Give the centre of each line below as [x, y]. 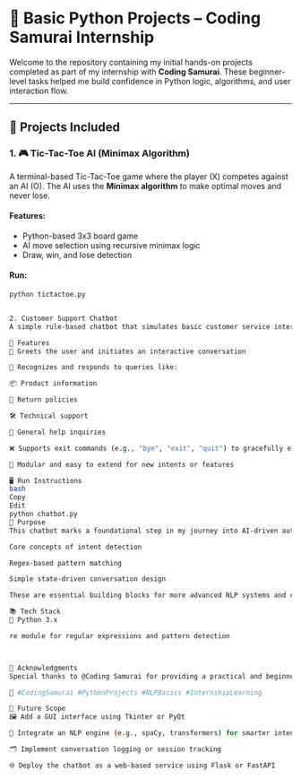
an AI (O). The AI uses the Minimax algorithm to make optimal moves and [146, 186]
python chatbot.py [43, 515]
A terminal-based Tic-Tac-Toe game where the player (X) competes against [149, 176]
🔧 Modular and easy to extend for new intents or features [122, 464]
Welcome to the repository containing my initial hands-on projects [131, 62]
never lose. [30, 195]
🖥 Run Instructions [46, 480]
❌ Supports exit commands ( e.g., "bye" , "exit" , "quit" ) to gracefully [146, 448]
